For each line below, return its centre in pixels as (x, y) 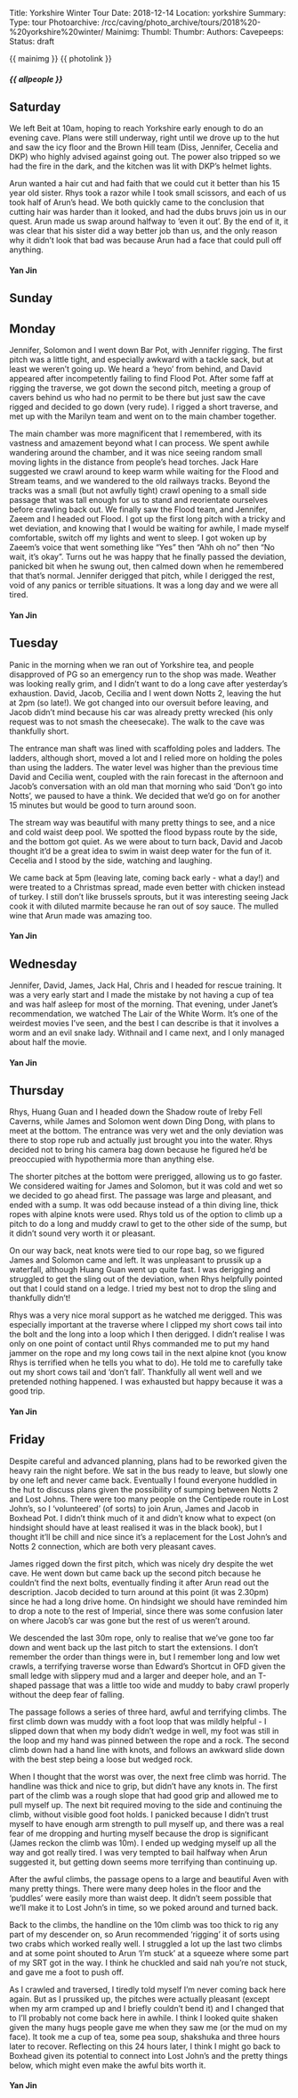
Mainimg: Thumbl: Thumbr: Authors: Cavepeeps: (195, 32)
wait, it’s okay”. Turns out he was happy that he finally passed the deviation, (148, 557)
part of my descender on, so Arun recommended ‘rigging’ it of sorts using (145, 1934)
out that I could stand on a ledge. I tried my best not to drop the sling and (143, 1288)
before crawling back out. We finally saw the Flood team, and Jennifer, (139, 510)
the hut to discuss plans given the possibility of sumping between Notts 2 (144, 1489)
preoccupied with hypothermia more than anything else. (112, 1159)
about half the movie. (48, 1042)
